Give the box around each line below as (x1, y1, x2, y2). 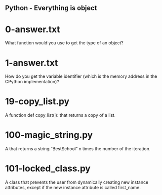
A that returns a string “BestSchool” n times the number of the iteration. (5, 146, 151, 152)
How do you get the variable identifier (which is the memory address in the (5, 73, 158, 79)
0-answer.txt (5, 24, 60, 35)
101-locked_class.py (5, 163, 91, 174)
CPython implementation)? (5, 79, 59, 85)
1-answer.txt (5, 57, 58, 68)
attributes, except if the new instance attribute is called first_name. (5, 185, 141, 191)
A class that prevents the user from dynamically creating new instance (5, 179, 149, 185)
